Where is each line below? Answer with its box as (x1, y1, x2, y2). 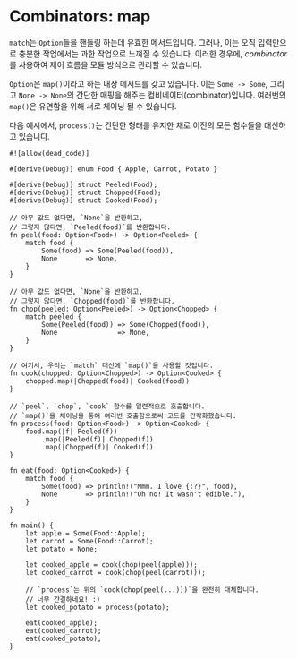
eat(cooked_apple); (25, 618, 98, 628)
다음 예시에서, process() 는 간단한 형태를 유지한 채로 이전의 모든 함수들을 (9, 119, 262, 131)
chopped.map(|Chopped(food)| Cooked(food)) (25, 376, 191, 386)
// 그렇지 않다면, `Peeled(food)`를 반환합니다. (9, 222, 172, 232)
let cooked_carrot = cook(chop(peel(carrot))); (25, 568, 206, 577)
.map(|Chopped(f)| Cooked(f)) (41, 442, 154, 451)
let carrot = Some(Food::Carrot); (25, 536, 154, 545)
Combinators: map (9, 6, 151, 27)
